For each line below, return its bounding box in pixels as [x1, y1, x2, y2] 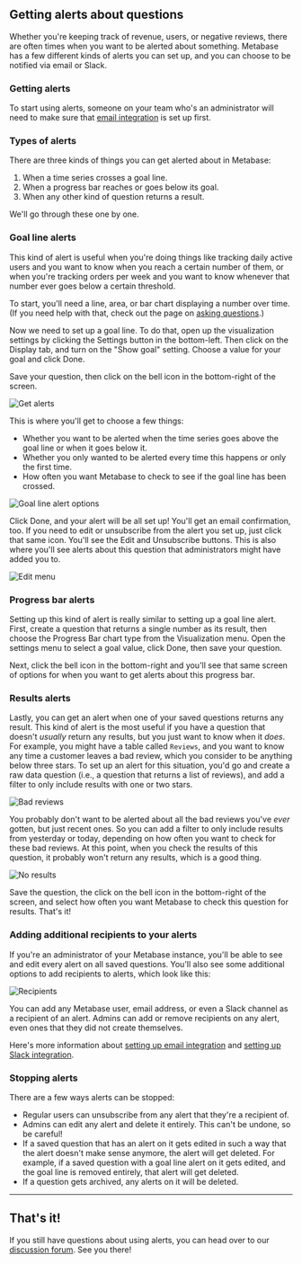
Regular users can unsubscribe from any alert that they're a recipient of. [22, 1109, 289, 1120]
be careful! [22, 1128, 63, 1139]
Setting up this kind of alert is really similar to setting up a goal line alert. [9, 614, 277, 624]
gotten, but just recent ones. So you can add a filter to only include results [9, 823, 284, 834]
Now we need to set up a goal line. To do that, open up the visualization [9, 325, 274, 335]
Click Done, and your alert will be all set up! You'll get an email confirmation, [9, 515, 291, 526]
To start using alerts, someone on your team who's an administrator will [9, 102, 274, 113]
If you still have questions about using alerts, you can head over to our [9, 1234, 270, 1245]
